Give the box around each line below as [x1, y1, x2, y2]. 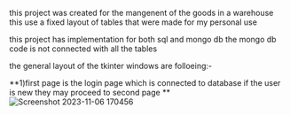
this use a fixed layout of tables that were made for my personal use [9, 17, 257, 27]
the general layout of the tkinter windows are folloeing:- [9, 61, 213, 71]
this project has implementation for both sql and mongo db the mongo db [9, 34, 277, 44]
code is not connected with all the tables [9, 43, 158, 54]
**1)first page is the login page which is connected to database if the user [9, 78, 281, 88]
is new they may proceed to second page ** [9, 88, 171, 97]
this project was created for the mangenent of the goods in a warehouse [9, 8, 274, 18]
